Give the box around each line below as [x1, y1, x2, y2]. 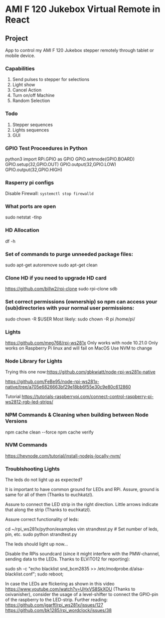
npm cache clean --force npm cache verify [5, 429, 94, 435]
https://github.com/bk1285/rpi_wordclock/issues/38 [5, 607, 112, 613]
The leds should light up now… [5, 541, 68, 547]
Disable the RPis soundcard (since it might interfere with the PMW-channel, [5, 551, 160, 557]
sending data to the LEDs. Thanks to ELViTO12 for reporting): [5, 556, 131, 562]
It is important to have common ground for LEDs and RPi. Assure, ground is [5, 486, 160, 492]
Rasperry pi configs [5, 179, 54, 186]
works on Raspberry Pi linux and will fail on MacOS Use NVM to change [5, 345, 153, 351]
